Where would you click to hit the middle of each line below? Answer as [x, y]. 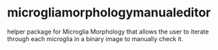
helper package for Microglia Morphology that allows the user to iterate [108, 32]
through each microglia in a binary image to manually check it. [95, 38]
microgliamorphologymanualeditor [109, 13]
